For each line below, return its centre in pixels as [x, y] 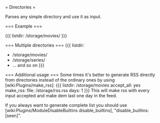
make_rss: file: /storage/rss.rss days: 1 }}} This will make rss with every [77, 90]
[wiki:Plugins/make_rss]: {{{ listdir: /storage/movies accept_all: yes [73, 85]
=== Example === [24, 26]
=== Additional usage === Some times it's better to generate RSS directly [80, 75]
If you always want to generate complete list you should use [66, 105]
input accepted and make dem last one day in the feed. [61, 96]
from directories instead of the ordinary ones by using [60, 80]
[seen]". [13, 116]
